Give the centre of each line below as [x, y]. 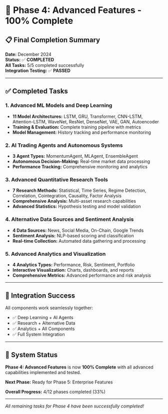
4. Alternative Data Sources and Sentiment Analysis [69, 219]
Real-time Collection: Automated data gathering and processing [79, 241]
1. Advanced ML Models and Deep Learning [59, 105]
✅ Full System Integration [38, 334]
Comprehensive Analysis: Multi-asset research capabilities [74, 201]
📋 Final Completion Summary [53, 40]
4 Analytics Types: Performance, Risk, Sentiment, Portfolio [73, 265]
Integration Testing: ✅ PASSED [38, 70]
